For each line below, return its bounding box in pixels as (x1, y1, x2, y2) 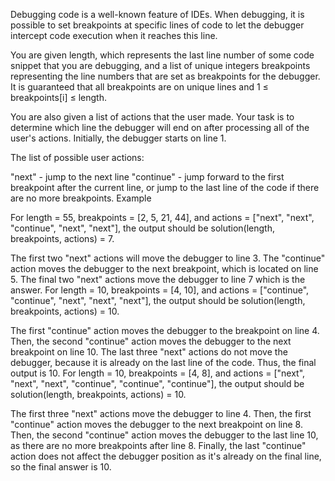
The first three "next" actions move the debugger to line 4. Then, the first (10, 408, 312, 419)
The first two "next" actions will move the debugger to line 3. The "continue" (10, 252, 326, 264)
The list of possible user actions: (10, 152, 145, 163)
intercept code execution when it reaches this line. (10, 30, 218, 41)
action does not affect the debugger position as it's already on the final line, (10, 450, 322, 462)
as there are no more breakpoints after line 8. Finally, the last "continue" (10, 440, 307, 451)
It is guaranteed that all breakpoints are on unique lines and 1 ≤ (10, 81, 269, 93)
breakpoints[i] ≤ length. (10, 92, 107, 103)
